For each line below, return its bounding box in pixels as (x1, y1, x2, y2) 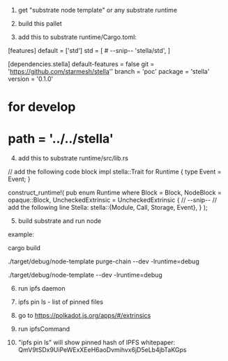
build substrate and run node (17, 217, 102, 225)
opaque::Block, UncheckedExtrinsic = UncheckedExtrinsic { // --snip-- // (8, 196, 218, 204)
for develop (8, 99, 76, 115)
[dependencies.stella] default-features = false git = (8, 60, 155, 68)
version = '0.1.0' (8, 75, 54, 83)
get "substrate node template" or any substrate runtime (17, 6, 177, 14)
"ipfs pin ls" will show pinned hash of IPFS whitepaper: (17, 338, 176, 347)
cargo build (8, 244, 41, 252)
